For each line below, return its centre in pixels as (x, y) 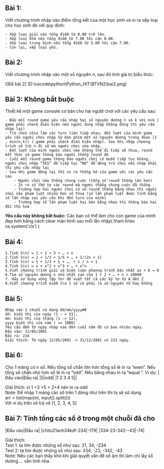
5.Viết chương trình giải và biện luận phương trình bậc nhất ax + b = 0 (82, 271)
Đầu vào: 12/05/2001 (26, 332)
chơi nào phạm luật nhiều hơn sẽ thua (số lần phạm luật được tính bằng (81, 194)
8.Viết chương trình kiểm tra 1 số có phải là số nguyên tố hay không (79, 283)
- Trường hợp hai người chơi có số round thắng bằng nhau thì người (85, 190)
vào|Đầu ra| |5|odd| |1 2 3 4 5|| (46, 378)
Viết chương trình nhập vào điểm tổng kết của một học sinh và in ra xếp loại (82, 20)
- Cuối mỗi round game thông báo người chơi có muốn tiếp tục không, (78, 159)
